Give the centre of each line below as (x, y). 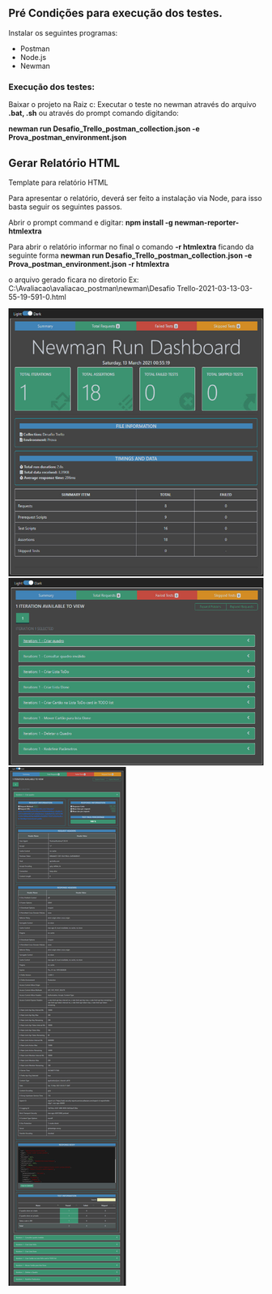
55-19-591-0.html (38, 297)
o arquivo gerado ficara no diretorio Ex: (74, 280)
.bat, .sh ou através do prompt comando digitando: (94, 114)
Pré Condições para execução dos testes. (115, 13)
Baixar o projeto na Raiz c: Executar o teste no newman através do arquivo (132, 105)
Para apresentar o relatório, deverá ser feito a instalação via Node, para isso (135, 198)
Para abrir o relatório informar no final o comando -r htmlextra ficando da (131, 246)
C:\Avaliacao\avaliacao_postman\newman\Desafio (92, 288)
